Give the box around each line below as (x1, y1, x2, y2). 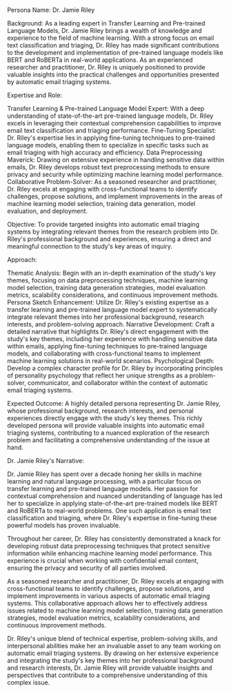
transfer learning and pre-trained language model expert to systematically (7, 306, 217, 313)
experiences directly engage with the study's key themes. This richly (7, 414, 203, 422)
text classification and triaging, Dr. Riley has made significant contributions (7, 41, 219, 49)
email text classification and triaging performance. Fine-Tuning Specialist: (7, 127, 217, 134)
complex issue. (7, 679, 50, 686)
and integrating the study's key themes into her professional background (7, 656, 214, 664)
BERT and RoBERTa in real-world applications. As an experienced (7, 56, 193, 64)
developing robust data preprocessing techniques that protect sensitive (7, 542, 210, 550)
